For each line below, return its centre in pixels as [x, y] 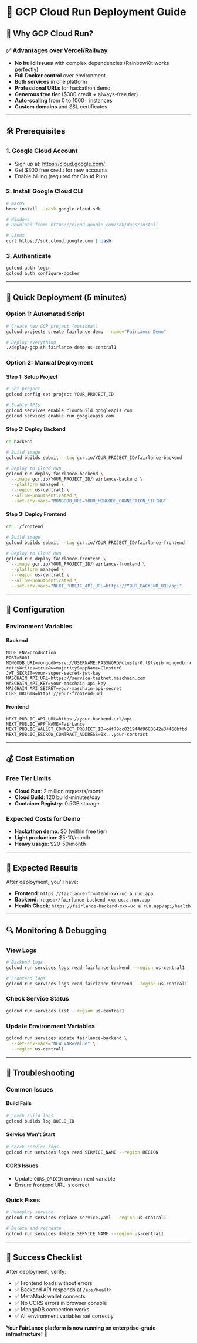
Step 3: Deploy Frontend [36, 514]
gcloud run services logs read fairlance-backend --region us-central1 [95, 968]
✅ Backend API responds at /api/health [63, 1290]
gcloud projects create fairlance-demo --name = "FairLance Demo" [86, 331]
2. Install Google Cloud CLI [45, 191]
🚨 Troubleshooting [40, 1072]
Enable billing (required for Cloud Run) [61, 176]
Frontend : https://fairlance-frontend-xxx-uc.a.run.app [84, 893]
